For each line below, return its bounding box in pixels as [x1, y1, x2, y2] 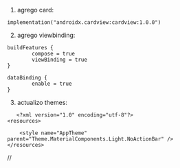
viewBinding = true [32, 56, 88, 63]
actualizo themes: [16, 99, 67, 106]
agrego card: [16, 6, 54, 14]
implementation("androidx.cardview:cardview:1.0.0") [7, 19, 161, 26]
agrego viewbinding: [16, 31, 76, 39]
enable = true [32, 80, 72, 87]
